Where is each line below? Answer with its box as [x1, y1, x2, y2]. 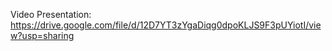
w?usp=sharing [10, 30, 75, 41]
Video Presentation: [10, 9, 92, 20]
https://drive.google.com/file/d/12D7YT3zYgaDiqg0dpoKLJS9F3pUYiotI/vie [10, 19, 322, 31]
